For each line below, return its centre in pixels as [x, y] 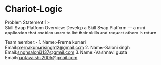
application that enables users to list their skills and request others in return [81, 32]
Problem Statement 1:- [28, 22]
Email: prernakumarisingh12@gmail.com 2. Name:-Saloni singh [68, 47]
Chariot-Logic [34, 9]
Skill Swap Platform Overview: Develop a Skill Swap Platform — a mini [75, 27]
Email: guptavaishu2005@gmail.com [41, 57]
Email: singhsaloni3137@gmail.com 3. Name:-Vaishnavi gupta [66, 52]
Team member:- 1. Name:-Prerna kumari [46, 42]
